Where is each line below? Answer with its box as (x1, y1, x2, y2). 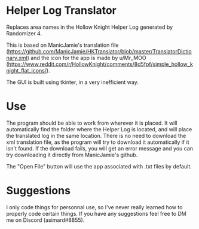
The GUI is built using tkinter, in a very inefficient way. (6, 79, 139, 86)
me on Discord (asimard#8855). (6, 216, 85, 224)
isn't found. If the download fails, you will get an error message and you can (6, 144, 193, 152)
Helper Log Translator (6, 4, 117, 17)
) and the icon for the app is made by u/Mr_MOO (27, 54, 146, 61)
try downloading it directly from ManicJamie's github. (6, 151, 138, 158)
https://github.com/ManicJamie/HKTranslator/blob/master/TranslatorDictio (8, 47, 192, 55)
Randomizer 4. (6, 29, 42, 37)
